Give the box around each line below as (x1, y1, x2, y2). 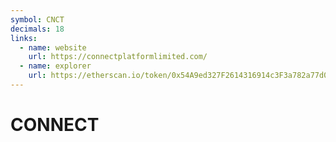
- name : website (19, 42, 87, 53)
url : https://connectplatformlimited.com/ (28, 52, 208, 62)
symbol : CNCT (10, 14, 65, 25)
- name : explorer (19, 61, 92, 71)
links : (10, 33, 38, 43)
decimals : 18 (10, 24, 65, 34)
